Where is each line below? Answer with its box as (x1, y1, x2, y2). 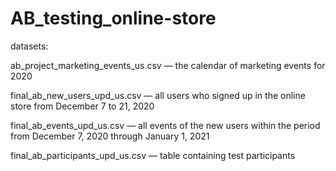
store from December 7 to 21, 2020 (10, 100, 155, 112)
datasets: (10, 40, 49, 52)
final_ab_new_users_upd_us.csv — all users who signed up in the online (10, 89, 306, 101)
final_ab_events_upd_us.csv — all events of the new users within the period (10, 119, 321, 131)
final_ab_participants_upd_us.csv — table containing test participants (10, 149, 296, 161)
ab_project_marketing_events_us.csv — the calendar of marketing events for (10, 59, 326, 71)
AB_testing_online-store (10, 7, 217, 30)
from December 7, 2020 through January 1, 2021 (10, 130, 210, 142)
